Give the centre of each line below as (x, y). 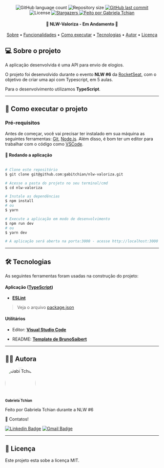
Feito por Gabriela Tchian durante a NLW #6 (49, 410)
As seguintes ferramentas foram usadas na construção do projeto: (72, 276)
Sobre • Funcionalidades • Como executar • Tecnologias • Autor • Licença (82, 35)
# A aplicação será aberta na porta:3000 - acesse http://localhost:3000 (82, 241)
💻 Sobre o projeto (33, 51)
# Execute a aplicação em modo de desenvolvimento (58, 219)
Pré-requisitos (22, 123)
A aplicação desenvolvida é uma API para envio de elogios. (65, 65)
